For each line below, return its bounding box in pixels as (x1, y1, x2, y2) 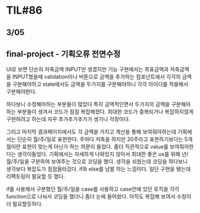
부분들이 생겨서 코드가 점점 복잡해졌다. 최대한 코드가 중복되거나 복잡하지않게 (17, 108, 194, 115)
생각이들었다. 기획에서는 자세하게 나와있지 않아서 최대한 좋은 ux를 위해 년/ (17, 151, 189, 158)
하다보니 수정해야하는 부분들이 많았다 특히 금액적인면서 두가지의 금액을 (6, 101, 170, 108)
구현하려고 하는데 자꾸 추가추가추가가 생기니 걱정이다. (6, 115, 130, 123)
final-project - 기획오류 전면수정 (6, 49, 121, 59)
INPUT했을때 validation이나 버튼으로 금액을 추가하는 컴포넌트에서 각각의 (12, 73, 181, 80)
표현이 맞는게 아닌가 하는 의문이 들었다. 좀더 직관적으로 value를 (21, 143, 168, 151)
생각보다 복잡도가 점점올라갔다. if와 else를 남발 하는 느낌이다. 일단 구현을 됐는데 (6, 165, 191, 173)
